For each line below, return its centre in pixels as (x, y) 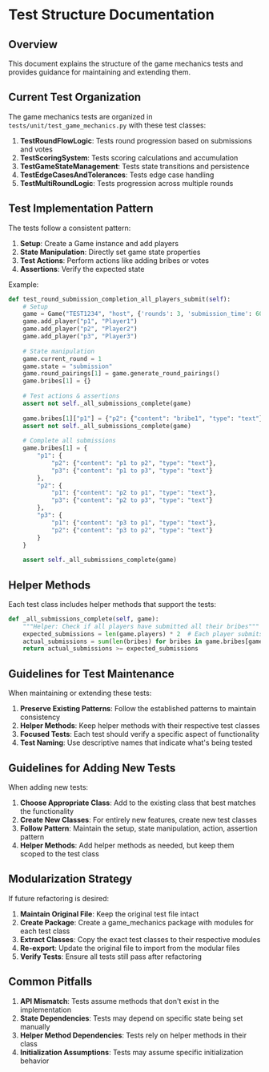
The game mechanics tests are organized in (80, 116)
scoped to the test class (60, 854)
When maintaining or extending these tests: (80, 693)
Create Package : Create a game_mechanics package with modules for (137, 922)
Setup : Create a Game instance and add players (99, 243)
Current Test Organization (75, 97)
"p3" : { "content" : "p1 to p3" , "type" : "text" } (132, 471)
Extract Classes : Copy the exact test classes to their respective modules (140, 939)
